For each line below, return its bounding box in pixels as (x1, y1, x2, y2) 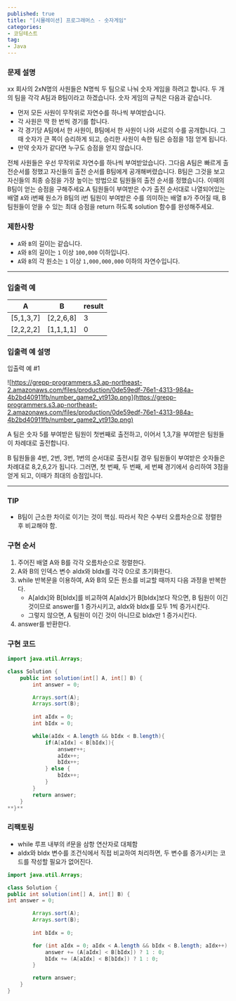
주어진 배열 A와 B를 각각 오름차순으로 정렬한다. (17, 558, 146, 567)
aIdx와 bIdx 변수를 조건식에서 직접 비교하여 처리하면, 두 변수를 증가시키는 (17, 848, 219, 857)
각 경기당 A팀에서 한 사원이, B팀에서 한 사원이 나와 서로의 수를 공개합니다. (17, 126, 219, 134)
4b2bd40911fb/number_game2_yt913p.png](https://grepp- (7, 393, 177, 401)
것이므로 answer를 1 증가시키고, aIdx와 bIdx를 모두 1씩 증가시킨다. (27, 602, 210, 610)
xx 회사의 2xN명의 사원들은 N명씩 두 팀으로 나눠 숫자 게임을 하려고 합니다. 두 (7, 85, 218, 93)
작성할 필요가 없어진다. (30, 857, 93, 865)
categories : (7, 23, 42, 30)
